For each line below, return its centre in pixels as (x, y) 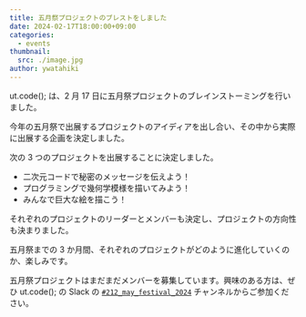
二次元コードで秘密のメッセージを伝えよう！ (107, 176)
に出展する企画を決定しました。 (69, 138)
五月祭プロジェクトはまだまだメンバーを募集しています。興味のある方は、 (148, 280)
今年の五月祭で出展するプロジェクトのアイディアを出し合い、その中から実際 (153, 126)
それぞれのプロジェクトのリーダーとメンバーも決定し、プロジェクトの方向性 (153, 219)
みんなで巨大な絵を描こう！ (75, 199)
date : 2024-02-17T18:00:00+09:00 (73, 26)
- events (34, 43)
